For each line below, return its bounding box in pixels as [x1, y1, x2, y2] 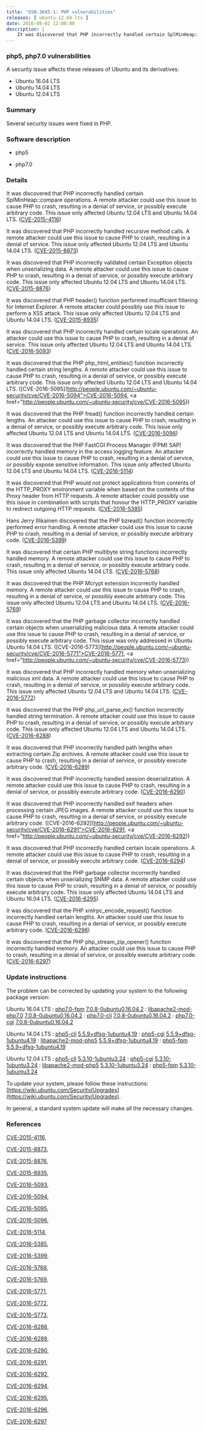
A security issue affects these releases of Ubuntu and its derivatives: [6, 65, 179, 73]
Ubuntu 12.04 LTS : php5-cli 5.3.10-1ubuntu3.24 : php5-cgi [6, 1055, 154, 1062]
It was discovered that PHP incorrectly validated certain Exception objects [6, 259, 193, 266]
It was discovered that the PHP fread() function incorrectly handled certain [6, 410, 194, 417]
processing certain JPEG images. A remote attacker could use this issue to [6, 807, 194, 814]
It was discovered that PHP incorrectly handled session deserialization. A [6, 775, 190, 783]
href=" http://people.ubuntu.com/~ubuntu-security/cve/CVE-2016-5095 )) [6, 398, 190, 406]
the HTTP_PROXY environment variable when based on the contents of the [6, 486, 195, 493]
